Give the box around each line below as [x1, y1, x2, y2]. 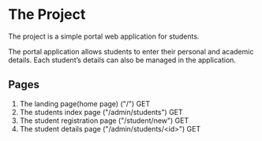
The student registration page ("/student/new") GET [19, 116, 189, 125]
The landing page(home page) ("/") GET [19, 98, 151, 108]
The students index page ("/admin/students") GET [19, 107, 183, 117]
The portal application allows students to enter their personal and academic [8, 46, 254, 56]
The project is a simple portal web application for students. [8, 32, 200, 41]
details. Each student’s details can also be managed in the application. [8, 55, 237, 65]
